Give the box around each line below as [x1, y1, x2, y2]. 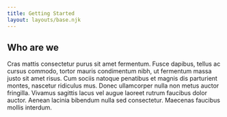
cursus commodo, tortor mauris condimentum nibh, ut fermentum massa [7, 67, 212, 75]
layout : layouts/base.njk [7, 16, 81, 23]
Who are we [7, 42, 59, 53]
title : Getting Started [7, 10, 75, 17]
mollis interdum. [7, 103, 53, 112]
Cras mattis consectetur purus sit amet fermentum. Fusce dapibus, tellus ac [7, 60, 221, 68]
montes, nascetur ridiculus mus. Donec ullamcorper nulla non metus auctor [7, 81, 219, 90]
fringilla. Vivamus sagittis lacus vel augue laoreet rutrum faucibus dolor [7, 89, 207, 97]
